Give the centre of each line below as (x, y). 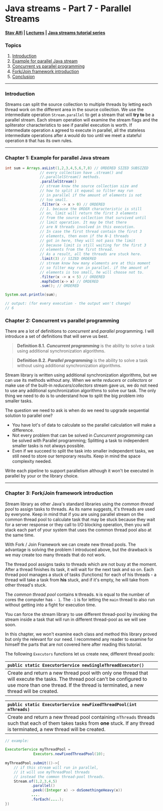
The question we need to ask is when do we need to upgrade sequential (77, 411)
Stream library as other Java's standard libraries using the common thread (79, 504)
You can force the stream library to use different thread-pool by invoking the (81, 614)
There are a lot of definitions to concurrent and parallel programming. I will (80, 331)
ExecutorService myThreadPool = (38, 750)
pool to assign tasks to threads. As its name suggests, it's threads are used (80, 509)
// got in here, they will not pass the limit (88, 240)
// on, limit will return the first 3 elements (89, 213)
